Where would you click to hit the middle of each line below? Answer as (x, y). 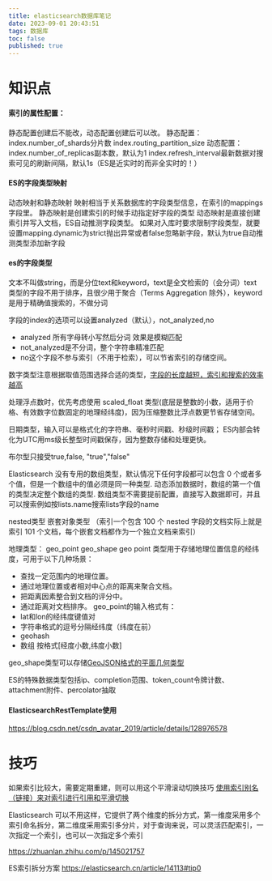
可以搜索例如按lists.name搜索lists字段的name (84, 504)
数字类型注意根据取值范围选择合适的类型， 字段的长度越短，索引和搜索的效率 (136, 374)
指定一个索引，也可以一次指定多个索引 (79, 836)
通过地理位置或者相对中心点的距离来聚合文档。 (98, 586)
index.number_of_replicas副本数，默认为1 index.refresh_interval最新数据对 (132, 153)
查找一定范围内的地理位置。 (66, 576)
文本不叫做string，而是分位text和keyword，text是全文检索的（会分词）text (133, 282)
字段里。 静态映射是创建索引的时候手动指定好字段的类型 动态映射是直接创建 (134, 212)
